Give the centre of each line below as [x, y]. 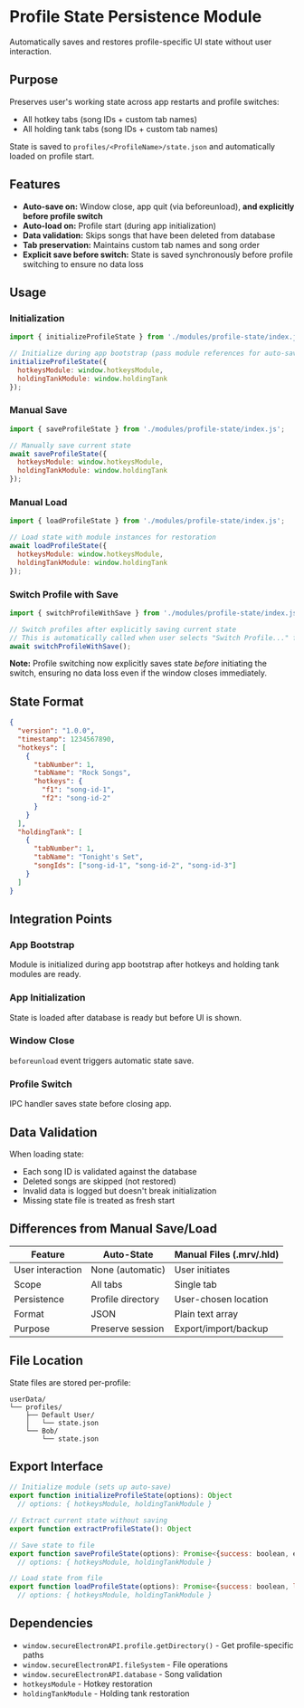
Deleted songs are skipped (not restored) [99, 1181]
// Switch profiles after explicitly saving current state [123, 629]
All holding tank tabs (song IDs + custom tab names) [120, 129]
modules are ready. [45, 974]
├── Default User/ [60, 1415]
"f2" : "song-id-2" [76, 799]
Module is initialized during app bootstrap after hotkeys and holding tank [144, 964]
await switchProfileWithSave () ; [70, 646]
